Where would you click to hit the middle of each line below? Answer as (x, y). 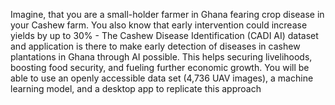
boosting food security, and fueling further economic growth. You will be (160, 67)
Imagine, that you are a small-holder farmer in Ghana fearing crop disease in (167, 14)
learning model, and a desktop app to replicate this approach (136, 88)
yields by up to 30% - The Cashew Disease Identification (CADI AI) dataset (164, 35)
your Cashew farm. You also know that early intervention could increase (159, 25)
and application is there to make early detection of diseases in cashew (155, 46)
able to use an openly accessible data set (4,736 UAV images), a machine (162, 78)
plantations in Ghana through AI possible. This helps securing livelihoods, (161, 57)
